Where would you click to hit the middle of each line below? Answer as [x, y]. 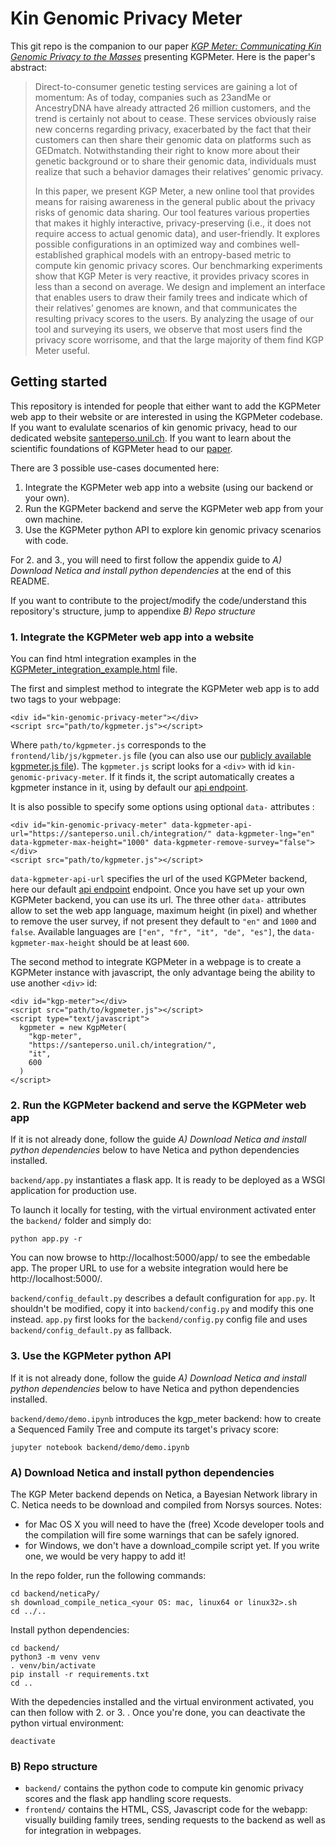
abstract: [29, 67]
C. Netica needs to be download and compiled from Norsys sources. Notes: [166, 1504]
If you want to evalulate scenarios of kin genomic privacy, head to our [154, 427]
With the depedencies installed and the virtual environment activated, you [162, 1701]
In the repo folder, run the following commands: [108, 1575]
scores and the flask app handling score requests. [128, 1799]
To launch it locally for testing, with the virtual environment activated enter [163, 1210]
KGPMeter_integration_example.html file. [94, 669]
